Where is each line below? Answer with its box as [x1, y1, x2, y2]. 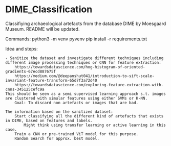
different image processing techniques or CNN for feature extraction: [5, 60, 161, 65]
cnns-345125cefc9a [5, 87, 45, 92]
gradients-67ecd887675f [5, 69, 56, 74]
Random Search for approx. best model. [14, 136, 100, 141]
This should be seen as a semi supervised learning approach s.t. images [5, 91, 166, 96]
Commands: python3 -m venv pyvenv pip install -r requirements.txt [5, 36, 147, 42]
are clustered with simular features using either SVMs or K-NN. [5, 95, 147, 101]
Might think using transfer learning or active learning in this [24, 123, 166, 128]
